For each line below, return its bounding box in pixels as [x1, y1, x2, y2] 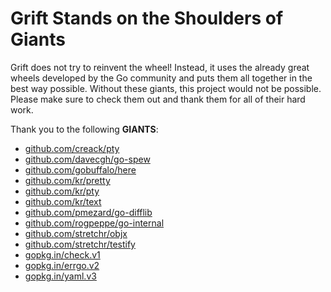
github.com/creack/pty [24, 142, 120, 154]
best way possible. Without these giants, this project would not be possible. [10, 82, 322, 94]
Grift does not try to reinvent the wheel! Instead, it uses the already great [10, 61, 310, 73]
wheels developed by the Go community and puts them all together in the [10, 72, 313, 84]
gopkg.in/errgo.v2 [24, 259, 100, 271]
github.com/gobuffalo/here [24, 163, 137, 176]
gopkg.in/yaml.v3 [24, 270, 97, 282]
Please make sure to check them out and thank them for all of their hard [10, 93, 306, 105]
